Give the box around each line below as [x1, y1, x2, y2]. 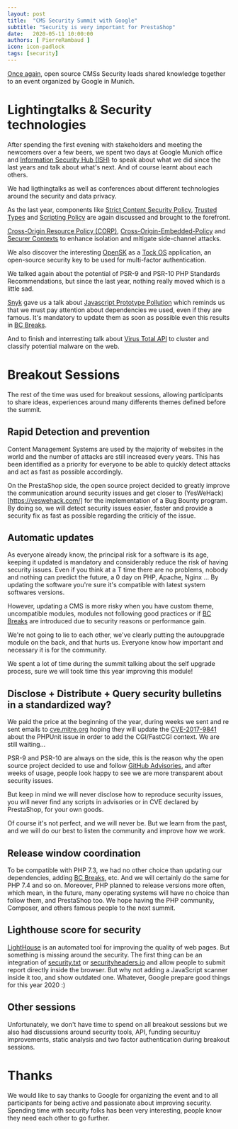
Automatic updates [7, 531, 94, 543]
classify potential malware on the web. [7, 342, 120, 350]
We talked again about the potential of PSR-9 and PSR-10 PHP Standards [7, 269, 221, 277]
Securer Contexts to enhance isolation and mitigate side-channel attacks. [7, 234, 222, 243]
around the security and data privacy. [7, 191, 117, 200]
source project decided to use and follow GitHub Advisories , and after [7, 762, 211, 770]
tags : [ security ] [7, 50, 59, 57]
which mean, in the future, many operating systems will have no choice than [7, 889, 229, 897]
